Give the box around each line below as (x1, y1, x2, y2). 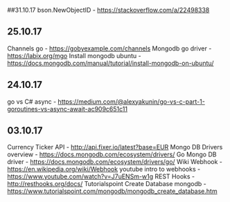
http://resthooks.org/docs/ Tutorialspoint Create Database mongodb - (7, 180, 206, 188)
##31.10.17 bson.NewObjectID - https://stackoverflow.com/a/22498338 (7, 6, 210, 14)
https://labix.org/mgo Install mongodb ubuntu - (7, 51, 141, 59)
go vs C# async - (7, 97, 57, 106)
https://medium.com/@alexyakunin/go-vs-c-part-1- (57, 97, 206, 106)
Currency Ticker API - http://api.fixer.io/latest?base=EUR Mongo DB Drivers (7, 143, 223, 151)
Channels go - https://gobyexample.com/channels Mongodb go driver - (7, 44, 212, 53)
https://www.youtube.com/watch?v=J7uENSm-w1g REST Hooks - (7, 172, 195, 181)
